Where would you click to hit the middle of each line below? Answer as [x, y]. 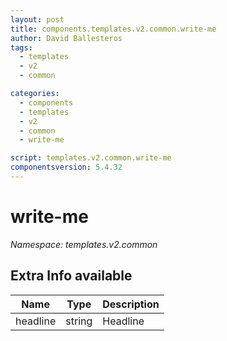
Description [131, 304]
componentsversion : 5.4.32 [66, 167]
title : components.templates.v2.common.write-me [113, 29]
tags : [21, 47]
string [79, 321]
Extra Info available [71, 276]
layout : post [37, 19]
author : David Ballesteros [66, 38]
